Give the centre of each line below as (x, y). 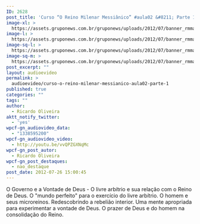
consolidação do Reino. (35, 214)
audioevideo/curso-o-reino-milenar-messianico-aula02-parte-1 (90, 84)
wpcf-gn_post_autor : (32, 150)
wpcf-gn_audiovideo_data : (38, 128)
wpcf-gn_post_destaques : (37, 161)
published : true (26, 89)
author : (16, 106)
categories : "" (25, 95)
